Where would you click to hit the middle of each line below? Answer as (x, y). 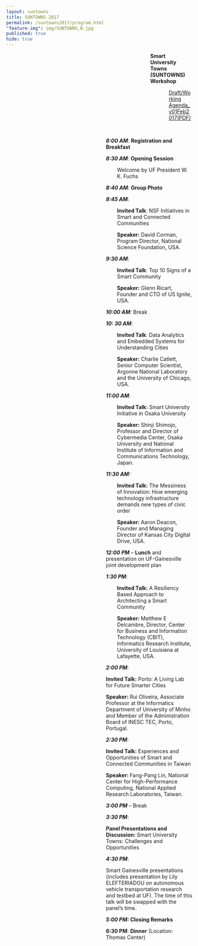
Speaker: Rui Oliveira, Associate (145, 697)
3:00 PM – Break (126, 805)
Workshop (163, 81)
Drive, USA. (131, 541)
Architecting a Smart (142, 601)
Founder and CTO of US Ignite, (155, 294)
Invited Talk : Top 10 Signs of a (154, 270)
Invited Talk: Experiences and (142, 751)
